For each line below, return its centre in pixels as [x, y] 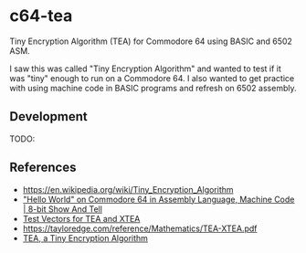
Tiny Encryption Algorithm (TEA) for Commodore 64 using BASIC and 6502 [151, 41]
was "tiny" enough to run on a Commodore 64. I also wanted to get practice [152, 78]
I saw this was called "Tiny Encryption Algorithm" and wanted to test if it [145, 69]
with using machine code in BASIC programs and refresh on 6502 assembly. [153, 88]
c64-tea [41, 16]
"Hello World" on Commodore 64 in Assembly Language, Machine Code [158, 199]
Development [49, 116]
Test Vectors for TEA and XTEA [81, 218]
